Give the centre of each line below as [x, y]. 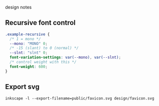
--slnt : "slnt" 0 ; [29, 53]
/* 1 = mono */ [25, 39]
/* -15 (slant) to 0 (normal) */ [44, 48]
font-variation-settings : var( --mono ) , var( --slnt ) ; [65, 57]
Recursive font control [40, 23]
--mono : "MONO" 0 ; [29, 44]
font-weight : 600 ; [29, 67]
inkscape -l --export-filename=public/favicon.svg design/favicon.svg [80, 98]
